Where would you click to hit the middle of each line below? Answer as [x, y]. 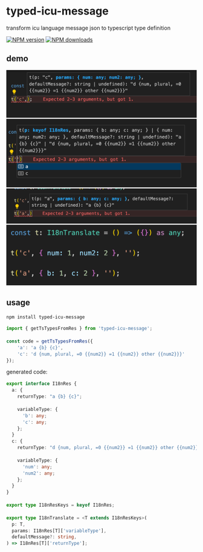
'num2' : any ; [39, 473]
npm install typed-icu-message [46, 317]
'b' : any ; [34, 416]
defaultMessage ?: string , [44, 537]
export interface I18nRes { [42, 384]
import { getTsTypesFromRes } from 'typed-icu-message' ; [79, 329]
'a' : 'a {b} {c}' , [40, 347]
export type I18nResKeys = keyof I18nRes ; [60, 505]
